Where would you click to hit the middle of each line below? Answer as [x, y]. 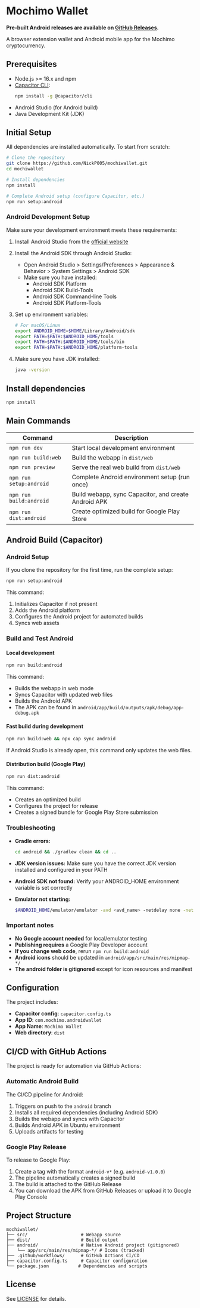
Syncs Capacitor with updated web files [64, 695]
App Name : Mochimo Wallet [48, 1027]
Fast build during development [45, 726]
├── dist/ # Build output [62, 1240]
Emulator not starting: [43, 899]
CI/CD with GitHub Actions [57, 1051]
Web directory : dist [40, 1033]
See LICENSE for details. [36, 1298]
